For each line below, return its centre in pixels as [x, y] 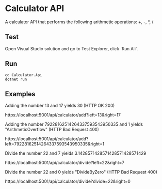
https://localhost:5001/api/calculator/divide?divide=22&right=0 [68, 181]
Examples [20, 94]
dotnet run [16, 79]
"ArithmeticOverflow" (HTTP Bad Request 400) [52, 130]
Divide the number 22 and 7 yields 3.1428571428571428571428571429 [76, 153]
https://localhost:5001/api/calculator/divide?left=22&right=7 [65, 163]
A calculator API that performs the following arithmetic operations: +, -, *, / [79, 22]
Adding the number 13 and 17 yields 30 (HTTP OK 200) [60, 106]
